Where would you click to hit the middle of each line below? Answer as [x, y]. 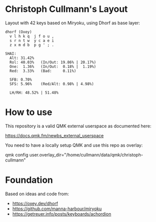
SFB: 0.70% [21, 80]
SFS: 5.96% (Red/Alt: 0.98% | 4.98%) [52, 84]
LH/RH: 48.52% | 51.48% [34, 93]
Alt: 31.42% [22, 58]
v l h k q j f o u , [32, 36]
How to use [29, 112]
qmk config [17, 155]
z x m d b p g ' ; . [32, 45]
